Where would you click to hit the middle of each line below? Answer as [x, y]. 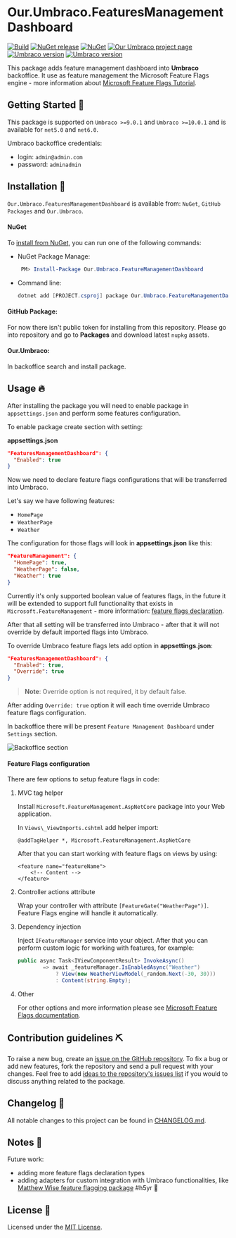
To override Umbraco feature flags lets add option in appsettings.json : [110, 645]
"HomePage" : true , [41, 563]
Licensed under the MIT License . [55, 1227]
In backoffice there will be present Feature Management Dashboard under [111, 726]
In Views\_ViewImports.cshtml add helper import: [88, 828]
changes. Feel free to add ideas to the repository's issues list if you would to [118, 1073]
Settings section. [32, 734]
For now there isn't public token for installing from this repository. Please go [117, 327]
